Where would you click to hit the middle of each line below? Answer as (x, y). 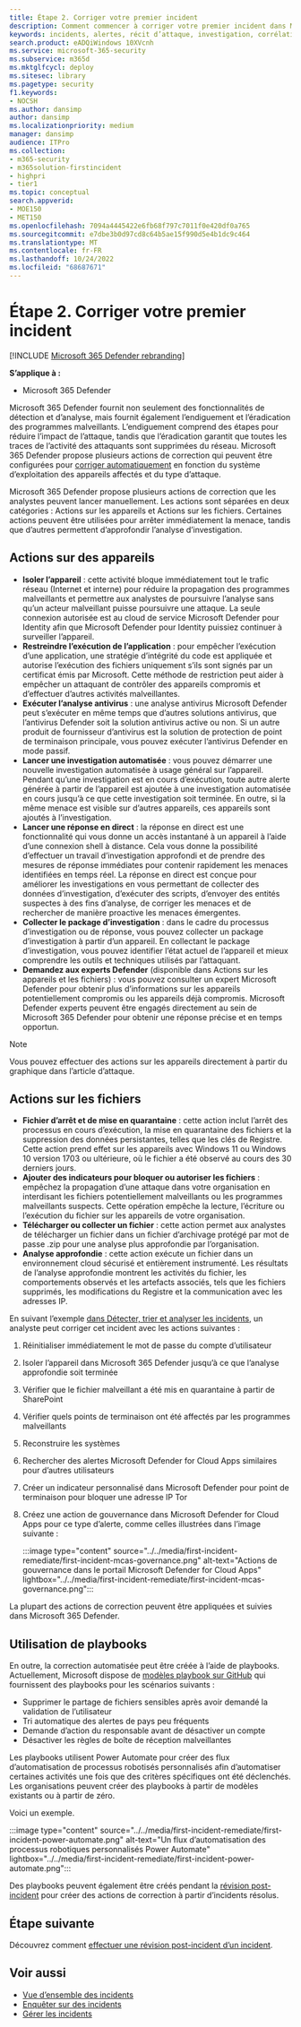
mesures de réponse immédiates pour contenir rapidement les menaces (155, 864)
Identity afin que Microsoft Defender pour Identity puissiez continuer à (152, 627)
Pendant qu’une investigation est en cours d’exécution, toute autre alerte (156, 779)
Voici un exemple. (42, 1813)
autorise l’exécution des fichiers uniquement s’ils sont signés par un (147, 665)
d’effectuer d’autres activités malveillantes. (101, 693)
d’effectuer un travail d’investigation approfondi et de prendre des (144, 855)
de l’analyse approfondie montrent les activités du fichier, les (134, 1273)
